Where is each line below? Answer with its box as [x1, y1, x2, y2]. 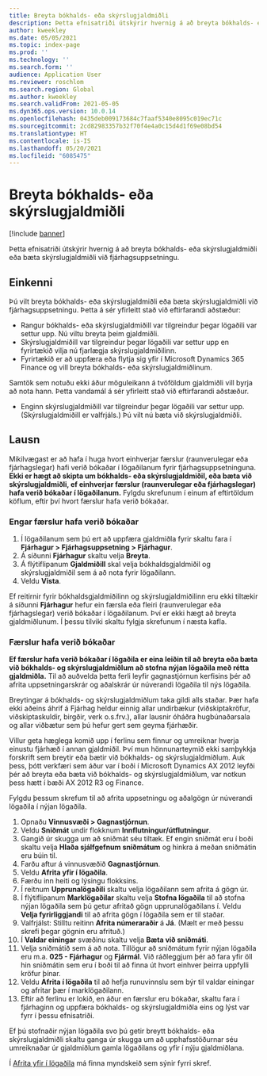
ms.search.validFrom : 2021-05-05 [9, 100, 120, 108]
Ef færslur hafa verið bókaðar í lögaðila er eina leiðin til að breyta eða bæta [9, 655, 258, 664]
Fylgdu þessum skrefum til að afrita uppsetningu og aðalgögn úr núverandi [9, 794, 253, 803]
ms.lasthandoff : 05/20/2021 [9, 144, 102, 152]
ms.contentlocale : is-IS [9, 136, 91, 145]
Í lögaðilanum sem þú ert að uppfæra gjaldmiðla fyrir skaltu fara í [20, 534, 232, 544]
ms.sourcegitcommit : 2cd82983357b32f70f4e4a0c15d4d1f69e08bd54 [9, 122, 223, 130]
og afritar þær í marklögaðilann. [20, 986, 124, 995]
